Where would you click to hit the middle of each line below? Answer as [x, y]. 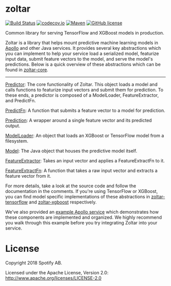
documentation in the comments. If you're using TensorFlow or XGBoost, [81, 191]
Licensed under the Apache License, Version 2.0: [57, 272]
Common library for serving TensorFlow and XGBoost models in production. [85, 33]
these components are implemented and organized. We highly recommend [83, 217]
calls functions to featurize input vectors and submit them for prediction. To [84, 90]
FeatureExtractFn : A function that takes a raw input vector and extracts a [81, 170]
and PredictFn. [21, 100]
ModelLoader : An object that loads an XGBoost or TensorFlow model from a [85, 135]
